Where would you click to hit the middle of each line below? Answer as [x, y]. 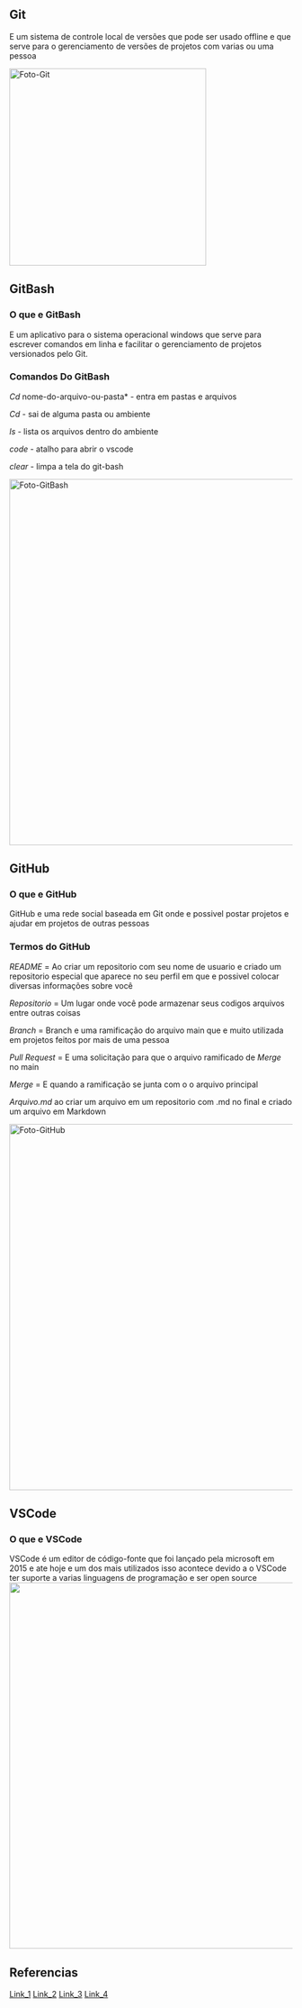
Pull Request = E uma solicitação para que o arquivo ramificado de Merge [145, 1057]
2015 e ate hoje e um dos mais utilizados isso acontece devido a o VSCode [148, 1568]
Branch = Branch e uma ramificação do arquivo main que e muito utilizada [147, 1030]
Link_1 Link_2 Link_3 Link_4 [59, 1994]
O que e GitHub [43, 894]
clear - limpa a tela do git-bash [67, 466]
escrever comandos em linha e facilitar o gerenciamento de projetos [136, 344]
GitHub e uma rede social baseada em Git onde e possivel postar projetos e [149, 914]
